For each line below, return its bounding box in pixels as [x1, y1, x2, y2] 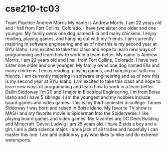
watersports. [5, 136, 32, 143]
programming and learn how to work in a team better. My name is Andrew [5, 51, 157, 58]
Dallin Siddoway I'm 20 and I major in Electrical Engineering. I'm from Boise [5, 89, 160, 95]
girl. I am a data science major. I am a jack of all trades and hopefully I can [5, 126, 158, 132]
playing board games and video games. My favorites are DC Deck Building [5, 115, 159, 121]
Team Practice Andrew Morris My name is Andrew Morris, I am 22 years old [5, 20, 162, 26]
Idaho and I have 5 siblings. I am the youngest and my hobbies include [5, 94, 150, 100]
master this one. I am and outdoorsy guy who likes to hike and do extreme [5, 131, 158, 137]
